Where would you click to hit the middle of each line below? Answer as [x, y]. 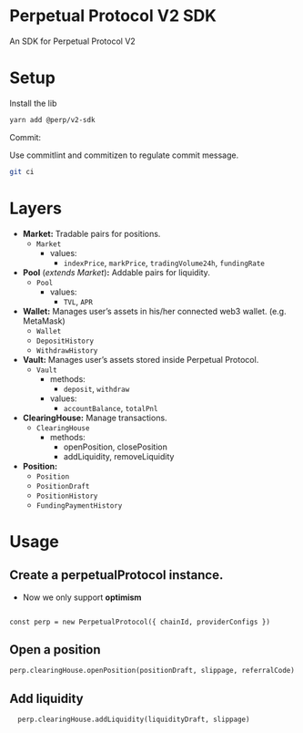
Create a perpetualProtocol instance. [116, 575]
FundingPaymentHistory [79, 506]
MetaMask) [44, 321]
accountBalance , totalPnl [111, 408]
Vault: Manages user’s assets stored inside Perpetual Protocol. [141, 359]
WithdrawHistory [67, 351]
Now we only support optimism [82, 597]
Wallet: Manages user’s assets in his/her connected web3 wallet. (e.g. [154, 311]
